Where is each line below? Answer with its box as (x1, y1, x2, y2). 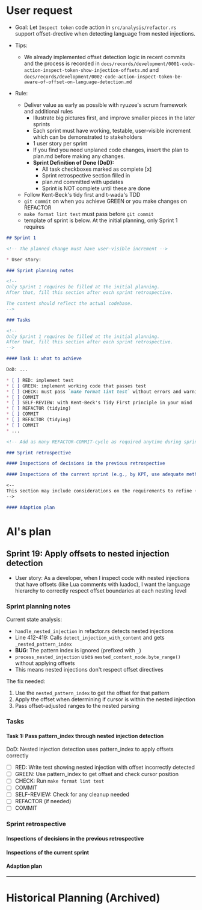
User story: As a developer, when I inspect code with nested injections (14, 574, 190, 581)
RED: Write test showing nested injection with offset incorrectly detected (14, 764, 195, 771)
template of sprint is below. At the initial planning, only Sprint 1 (23, 217, 178, 224)
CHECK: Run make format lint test (14, 777, 105, 784)
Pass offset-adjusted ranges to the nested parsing (14, 702, 139, 709)
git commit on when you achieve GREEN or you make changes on (23, 197, 188, 205)
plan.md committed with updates (41, 178, 124, 185)
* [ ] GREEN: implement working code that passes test (6, 383, 147, 389)
